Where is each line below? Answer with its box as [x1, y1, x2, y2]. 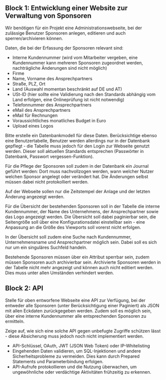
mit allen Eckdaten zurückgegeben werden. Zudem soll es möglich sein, [5, 308, 152, 314]
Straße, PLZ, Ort [12, 81, 46, 87]
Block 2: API [5, 284, 44, 292]
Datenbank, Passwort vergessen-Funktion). [5, 153, 94, 159]
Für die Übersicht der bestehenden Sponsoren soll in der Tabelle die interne [5, 203, 160, 209]
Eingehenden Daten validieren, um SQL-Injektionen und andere [12, 348, 141, 354]
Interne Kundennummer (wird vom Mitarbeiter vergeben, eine [12, 54, 138, 60]
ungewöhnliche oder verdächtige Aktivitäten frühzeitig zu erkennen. [12, 369, 152, 375]
